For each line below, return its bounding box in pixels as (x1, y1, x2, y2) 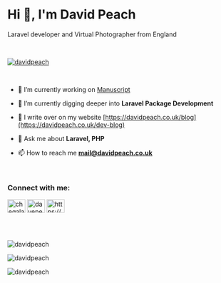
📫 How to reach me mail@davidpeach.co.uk (17, 148, 153, 157)
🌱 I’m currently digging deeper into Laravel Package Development (17, 99, 214, 108)
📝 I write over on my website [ (17, 113, 106, 121)
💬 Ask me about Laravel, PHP (17, 134, 105, 143)
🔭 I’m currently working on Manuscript (17, 85, 130, 93)
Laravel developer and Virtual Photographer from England (7, 30, 177, 38)
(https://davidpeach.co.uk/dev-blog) (17, 120, 125, 129)
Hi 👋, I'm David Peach (7, 6, 136, 23)
